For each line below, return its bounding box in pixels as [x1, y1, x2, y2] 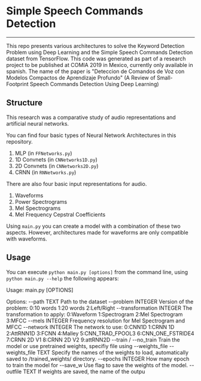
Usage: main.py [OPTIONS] [6, 286, 74, 294]
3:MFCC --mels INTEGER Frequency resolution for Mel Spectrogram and [6, 317, 185, 324]
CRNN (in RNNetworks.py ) [14, 169, 77, 176]
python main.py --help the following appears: [6, 275, 119, 282]
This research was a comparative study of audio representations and [6, 114, 176, 121]
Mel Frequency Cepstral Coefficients [14, 211, 106, 218]
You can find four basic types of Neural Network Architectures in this [6, 132, 176, 139]
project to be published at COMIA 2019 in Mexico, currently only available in [6, 61, 193, 68]
